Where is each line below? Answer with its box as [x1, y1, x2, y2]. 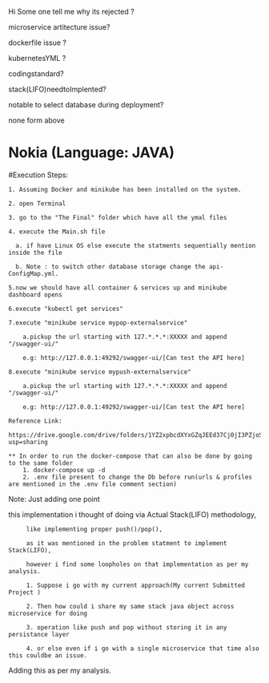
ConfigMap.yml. [8, 269, 59, 277]
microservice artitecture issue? [8, 22, 110, 31]
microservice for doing [8, 609, 88, 617]
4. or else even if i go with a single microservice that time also [26, 645, 260, 653]
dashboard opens [8, 290, 62, 299]
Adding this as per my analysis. [8, 665, 112, 675]
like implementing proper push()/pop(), [26, 525, 163, 533]
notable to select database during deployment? [8, 100, 164, 109]
